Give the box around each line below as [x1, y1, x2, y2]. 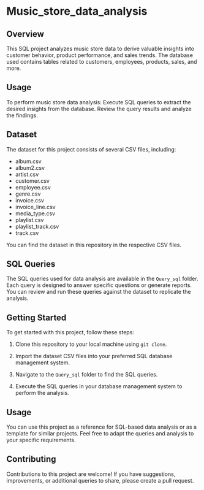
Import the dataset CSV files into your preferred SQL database [15, 353, 173, 360]
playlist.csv [15, 216, 44, 223]
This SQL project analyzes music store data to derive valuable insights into [6, 45, 195, 52]
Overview [6, 29, 45, 39]
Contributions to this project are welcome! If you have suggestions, [6, 470, 176, 478]
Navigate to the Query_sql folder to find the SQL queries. [15, 371, 158, 378]
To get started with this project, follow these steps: [6, 329, 135, 336]
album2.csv [15, 164, 45, 171]
